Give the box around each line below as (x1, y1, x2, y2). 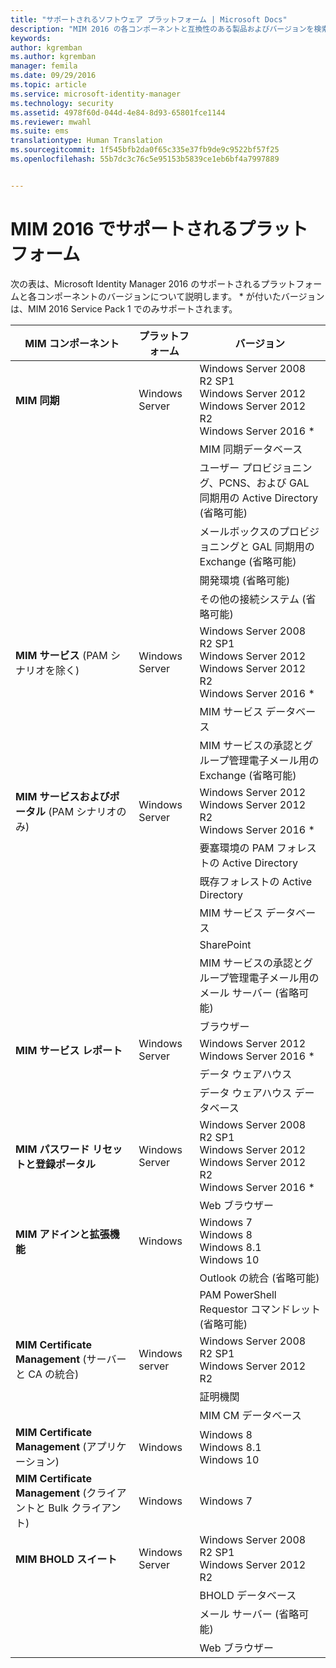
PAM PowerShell (199, 1287, 277, 1301)
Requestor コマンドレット (199, 1302, 321, 1316)
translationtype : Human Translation (10, 136, 163, 146)
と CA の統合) (15, 1367, 80, 1381)
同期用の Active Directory (199, 491, 318, 505)
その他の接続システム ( (199, 592, 307, 606)
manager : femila (10, 61, 78, 71)
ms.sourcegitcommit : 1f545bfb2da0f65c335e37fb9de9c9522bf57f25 (10, 145, 280, 155)
